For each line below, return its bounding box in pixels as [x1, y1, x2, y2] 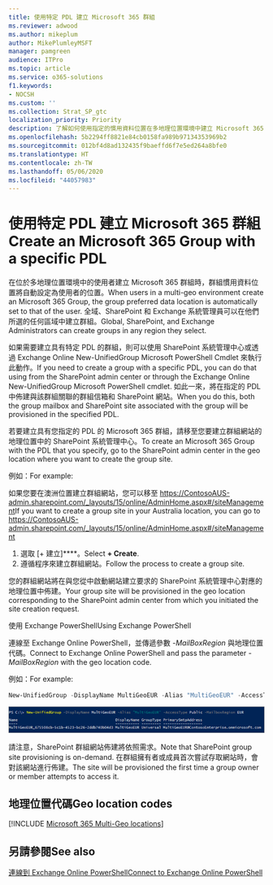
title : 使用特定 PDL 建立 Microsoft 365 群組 [8, 13, 156, 21]
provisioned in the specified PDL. [8, 410, 119, 419]
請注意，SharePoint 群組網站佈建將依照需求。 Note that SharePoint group [8, 742, 253, 752]
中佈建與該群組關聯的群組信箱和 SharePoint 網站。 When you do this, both [8, 392, 255, 401]
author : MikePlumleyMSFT [8, 39, 93, 47]
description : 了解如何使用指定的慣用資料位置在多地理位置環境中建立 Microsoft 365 [8, 124, 264, 133]
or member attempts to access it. [8, 771, 119, 781]
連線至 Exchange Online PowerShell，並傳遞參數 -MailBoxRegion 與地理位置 [8, 638, 264, 648]
